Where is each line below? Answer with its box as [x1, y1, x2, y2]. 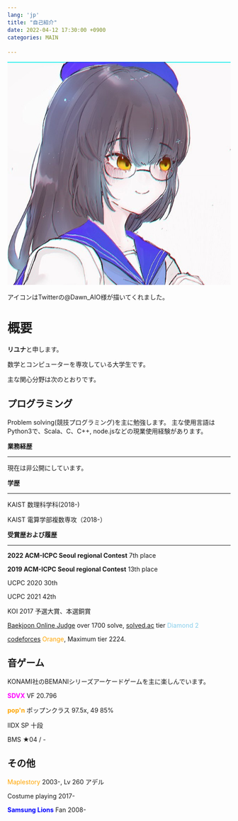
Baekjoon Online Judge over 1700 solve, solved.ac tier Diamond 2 [7, 621, 200, 629]
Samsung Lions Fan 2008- [7, 805, 86, 814]
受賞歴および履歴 [7, 530, 57, 539]
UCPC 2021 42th [7, 592, 57, 601]
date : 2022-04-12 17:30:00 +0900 [7, 26, 106, 33]
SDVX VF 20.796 [7, 691, 57, 700]
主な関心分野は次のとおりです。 [7, 375, 101, 384]
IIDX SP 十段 [7, 720, 44, 729]
